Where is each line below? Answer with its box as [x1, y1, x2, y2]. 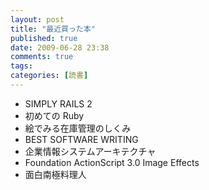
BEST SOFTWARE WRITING [24, 133, 139, 145]
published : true [10, 33, 78, 43]
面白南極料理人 [24, 168, 87, 180]
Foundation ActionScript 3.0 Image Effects [24, 156, 200, 168]
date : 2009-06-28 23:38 [10, 42, 110, 53]
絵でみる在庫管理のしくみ [24, 122, 132, 134]
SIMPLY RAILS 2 [24, 97, 93, 110]
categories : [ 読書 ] [10, 71, 89, 81]
